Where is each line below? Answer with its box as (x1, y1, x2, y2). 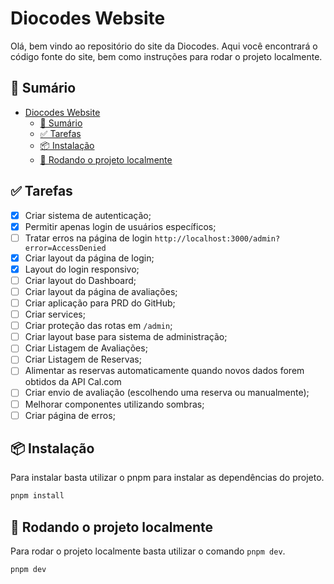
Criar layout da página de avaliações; (24, 285, 178, 297)
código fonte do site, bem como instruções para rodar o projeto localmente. (10, 50, 323, 62)
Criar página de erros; (24, 409, 116, 421)
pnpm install (10, 491, 65, 501)
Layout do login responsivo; (24, 263, 140, 275)
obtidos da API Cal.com (24, 376, 122, 388)
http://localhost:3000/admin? (154, 233, 281, 244)
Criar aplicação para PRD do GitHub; (24, 297, 176, 309)
